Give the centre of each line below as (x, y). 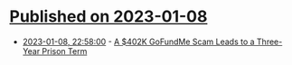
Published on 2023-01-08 (108, 17)
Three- (269, 42)
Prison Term (65, 51)
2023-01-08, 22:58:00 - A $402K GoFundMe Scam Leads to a (138, 42)
